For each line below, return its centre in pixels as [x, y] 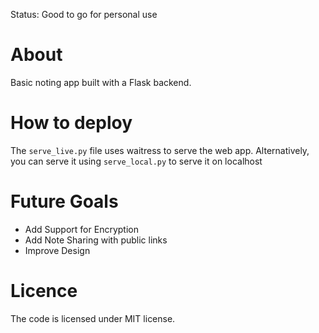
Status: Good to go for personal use [84, 14]
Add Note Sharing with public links [96, 240]
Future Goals [64, 201]
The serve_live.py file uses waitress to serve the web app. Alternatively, [160, 150]
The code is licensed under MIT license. [93, 318]
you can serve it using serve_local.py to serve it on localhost [136, 161]
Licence [44, 291]
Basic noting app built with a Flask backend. [101, 82]
